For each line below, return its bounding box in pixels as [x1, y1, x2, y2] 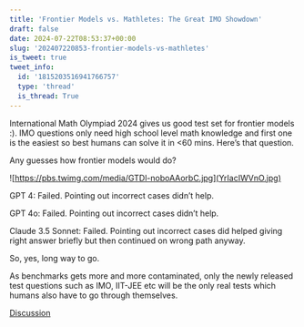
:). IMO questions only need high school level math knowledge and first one [9, 128, 293, 138]
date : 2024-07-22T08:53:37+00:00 [9, 34, 137, 43]
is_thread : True [17, 91, 79, 100]
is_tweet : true [9, 53, 67, 63]
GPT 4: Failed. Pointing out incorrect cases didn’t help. [9, 189, 214, 200]
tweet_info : [9, 63, 55, 72]
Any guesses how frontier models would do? [9, 155, 177, 166]
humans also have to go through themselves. [9, 290, 178, 301]
